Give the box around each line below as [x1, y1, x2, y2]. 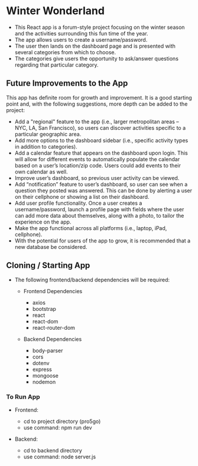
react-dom [32, 317, 59, 325]
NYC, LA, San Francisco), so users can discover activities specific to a [14, 124, 186, 131]
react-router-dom [32, 324, 76, 331]
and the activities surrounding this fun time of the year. [14, 29, 149, 37]
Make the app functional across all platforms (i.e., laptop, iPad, [14, 224, 167, 231]
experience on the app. [14, 218, 72, 225]
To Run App [6, 393, 40, 401]
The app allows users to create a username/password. [14, 36, 148, 43]
